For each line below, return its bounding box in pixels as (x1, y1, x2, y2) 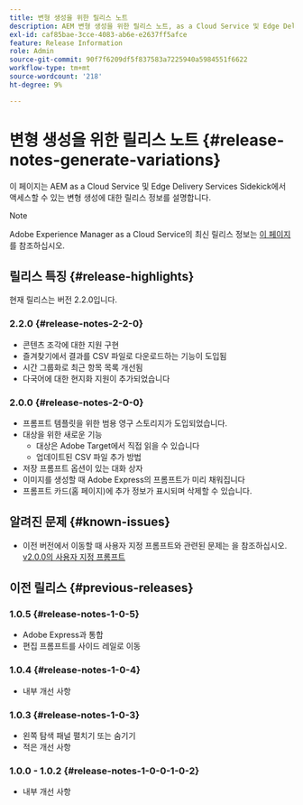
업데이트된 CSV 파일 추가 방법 (35, 451, 142, 462)
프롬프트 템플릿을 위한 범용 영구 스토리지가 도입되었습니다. (22, 417, 228, 429)
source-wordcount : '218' (9, 72, 103, 81)
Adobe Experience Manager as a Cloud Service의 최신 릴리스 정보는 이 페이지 (9, 228, 291, 239)
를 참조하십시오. (9, 240, 66, 251)
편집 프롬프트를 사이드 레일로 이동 (22, 641, 142, 652)
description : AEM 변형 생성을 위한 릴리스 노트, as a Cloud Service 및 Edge (9, 22, 280, 31)
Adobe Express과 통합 (22, 629, 104, 641)
